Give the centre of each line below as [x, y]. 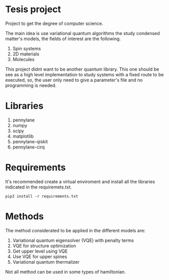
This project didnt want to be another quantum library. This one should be [82, 69]
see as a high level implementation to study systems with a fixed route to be [84, 74]
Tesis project [33, 9]
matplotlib [23, 136]
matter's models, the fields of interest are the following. [63, 39]
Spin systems [27, 48]
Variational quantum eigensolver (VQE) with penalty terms [73, 240]
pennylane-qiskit [30, 141]
